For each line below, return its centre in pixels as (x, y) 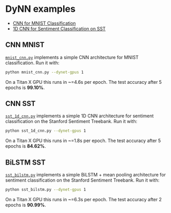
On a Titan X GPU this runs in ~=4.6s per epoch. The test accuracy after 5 (83, 82)
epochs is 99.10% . (25, 87)
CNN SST (21, 104)
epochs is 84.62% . (26, 146)
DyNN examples (41, 9)
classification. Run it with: (32, 63)
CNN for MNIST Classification (44, 23)
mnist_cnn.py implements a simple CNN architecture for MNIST (72, 57)
